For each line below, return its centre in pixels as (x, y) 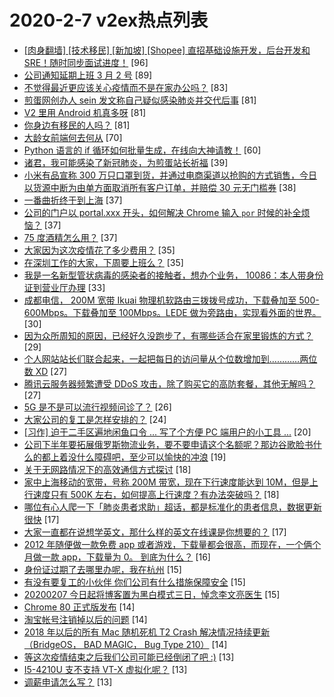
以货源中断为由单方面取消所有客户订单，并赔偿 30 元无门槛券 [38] (160, 187)
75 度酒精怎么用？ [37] (70, 237)
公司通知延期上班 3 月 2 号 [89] (88, 75)
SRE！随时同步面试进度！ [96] (86, 62)
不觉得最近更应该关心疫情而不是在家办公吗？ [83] (126, 87)
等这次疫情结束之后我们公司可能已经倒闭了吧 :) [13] (129, 657)
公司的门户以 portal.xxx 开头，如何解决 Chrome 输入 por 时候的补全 (162, 212)
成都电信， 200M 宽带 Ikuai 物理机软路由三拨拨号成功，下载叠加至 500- (171, 300)
